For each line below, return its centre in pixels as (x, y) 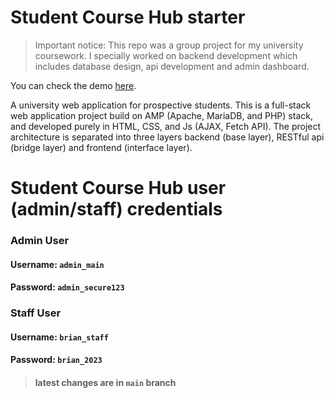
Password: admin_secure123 (67, 287)
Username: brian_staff (59, 337)
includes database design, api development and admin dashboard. (172, 66)
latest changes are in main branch (105, 382)
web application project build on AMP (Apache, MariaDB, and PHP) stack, (161, 115)
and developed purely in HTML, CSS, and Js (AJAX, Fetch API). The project (166, 126)
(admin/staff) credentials (116, 209)
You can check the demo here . (73, 85)
